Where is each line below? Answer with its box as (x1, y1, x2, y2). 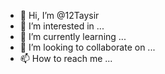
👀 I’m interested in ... (19, 20, 105, 32)
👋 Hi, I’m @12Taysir (19, 10, 100, 21)
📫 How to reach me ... (19, 53, 113, 64)
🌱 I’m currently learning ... (19, 31, 127, 42)
